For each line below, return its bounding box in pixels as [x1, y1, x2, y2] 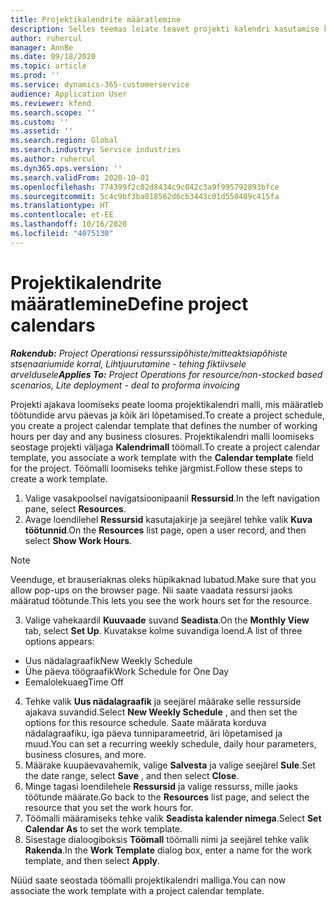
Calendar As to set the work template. [24, 822, 183, 835]
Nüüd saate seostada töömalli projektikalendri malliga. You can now [10, 874, 287, 886]
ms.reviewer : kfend [10, 98, 92, 108]
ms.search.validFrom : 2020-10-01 [10, 172, 150, 183]
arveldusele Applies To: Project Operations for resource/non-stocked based [10, 368, 323, 380]
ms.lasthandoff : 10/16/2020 [10, 219, 128, 230]
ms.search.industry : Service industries [10, 145, 182, 155]
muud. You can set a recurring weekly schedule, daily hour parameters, [24, 737, 317, 750]
